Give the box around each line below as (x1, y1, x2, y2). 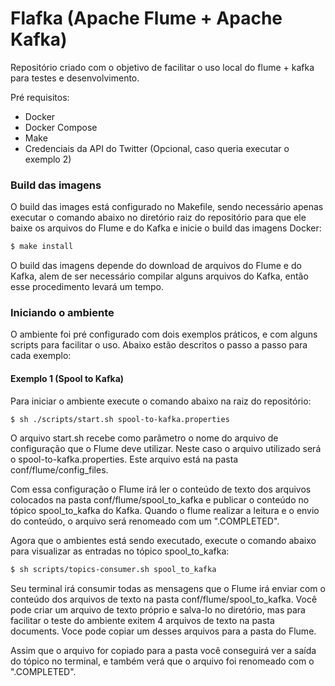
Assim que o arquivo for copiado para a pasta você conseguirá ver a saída (10, 645, 317, 657)
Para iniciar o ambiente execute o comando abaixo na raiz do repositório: (10, 395, 312, 407)
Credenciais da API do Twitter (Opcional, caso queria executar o (24, 142, 290, 154)
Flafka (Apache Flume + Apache (10, 7, 283, 30)
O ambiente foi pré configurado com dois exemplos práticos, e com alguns (10, 328, 318, 341)
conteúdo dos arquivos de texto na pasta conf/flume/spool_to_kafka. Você (10, 593, 318, 606)
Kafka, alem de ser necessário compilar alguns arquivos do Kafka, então (10, 270, 309, 282)
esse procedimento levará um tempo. (10, 281, 164, 293)
